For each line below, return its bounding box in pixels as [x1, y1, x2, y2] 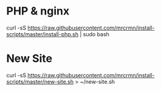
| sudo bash [80, 30, 109, 37]
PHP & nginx [6, 4, 70, 18]
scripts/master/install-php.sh [6, 30, 79, 37]
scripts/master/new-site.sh [6, 78, 74, 85]
